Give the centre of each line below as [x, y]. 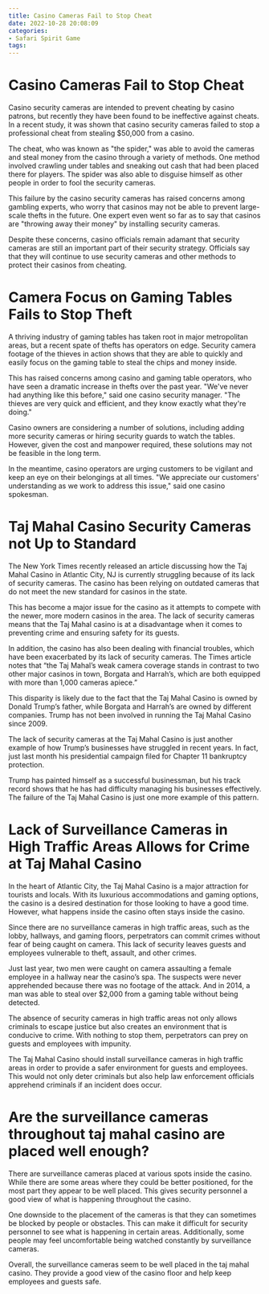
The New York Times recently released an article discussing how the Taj [128, 566]
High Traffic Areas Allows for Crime [129, 847]
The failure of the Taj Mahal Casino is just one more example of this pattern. [134, 797]
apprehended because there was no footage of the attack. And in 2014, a [129, 985]
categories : [28, 31]
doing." [20, 412]
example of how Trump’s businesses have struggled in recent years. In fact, [133, 747]
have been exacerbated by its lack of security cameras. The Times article [130, 657]
